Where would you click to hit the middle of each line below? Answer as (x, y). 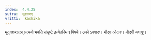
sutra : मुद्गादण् (19, 14)
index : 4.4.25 (20, 9)
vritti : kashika (23, 18)
